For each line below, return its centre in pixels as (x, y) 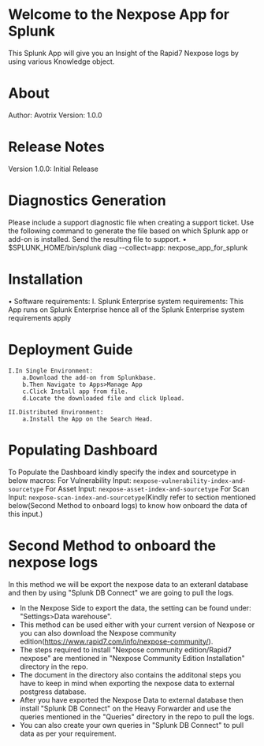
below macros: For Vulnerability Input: (70, 480)
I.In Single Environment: (50, 371)
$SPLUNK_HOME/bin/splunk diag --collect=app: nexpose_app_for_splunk (128, 247)
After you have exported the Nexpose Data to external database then (132, 700)
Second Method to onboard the (112, 546)
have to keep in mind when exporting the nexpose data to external (127, 683)
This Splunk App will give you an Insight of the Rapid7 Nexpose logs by (123, 53)
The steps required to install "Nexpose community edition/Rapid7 (125, 650)
